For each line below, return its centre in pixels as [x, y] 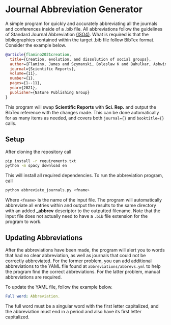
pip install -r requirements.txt [41, 161]
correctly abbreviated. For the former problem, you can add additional [78, 261]
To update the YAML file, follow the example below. [59, 287]
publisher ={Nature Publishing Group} [50, 92]
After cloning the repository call [38, 152]
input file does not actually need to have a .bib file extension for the [77, 216]
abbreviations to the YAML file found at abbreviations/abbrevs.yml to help [83, 266]
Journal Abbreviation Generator [74, 9]
